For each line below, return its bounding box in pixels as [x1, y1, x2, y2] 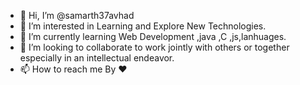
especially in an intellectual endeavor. [19, 52, 175, 64]
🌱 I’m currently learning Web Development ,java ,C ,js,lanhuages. [19, 31, 287, 42]
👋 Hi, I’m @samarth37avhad [19, 10, 135, 21]
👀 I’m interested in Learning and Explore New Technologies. [19, 20, 267, 32]
